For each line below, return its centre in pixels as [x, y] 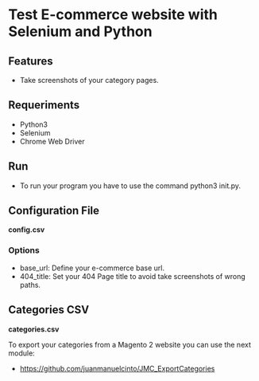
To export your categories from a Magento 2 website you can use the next [130, 344]
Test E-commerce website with [113, 15]
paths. [30, 285]
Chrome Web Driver [52, 141]
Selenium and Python [80, 31]
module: [22, 353]
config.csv [27, 230]
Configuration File [54, 211]
